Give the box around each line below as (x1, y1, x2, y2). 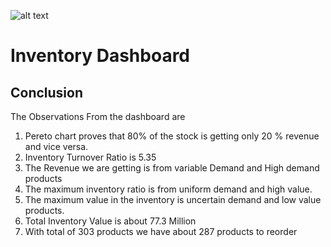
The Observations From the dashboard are (10, 111, 186, 122)
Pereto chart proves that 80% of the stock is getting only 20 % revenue (24, 130, 320, 142)
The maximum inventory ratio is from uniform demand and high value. (24, 183, 313, 195)
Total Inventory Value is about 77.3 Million (24, 215, 197, 227)
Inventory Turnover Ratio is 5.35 (24, 151, 157, 163)
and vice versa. (24, 141, 89, 152)
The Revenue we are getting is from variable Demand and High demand (24, 162, 320, 174)
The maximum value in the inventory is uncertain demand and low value (24, 194, 322, 205)
